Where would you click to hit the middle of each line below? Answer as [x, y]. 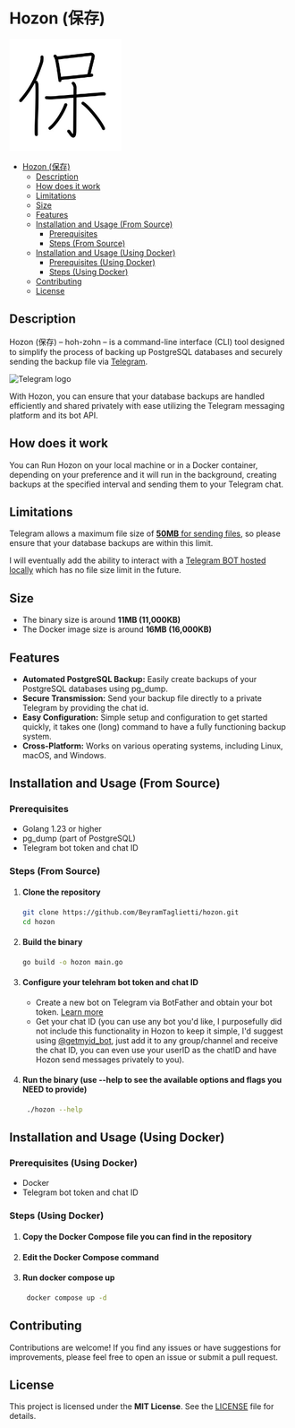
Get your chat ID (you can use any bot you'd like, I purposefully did [159, 1021]
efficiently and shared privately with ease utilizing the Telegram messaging [147, 405]
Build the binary [52, 942]
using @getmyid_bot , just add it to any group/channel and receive [157, 1040]
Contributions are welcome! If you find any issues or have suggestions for [145, 1347]
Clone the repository [61, 892]
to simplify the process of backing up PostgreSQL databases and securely [146, 351]
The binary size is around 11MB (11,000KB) [101, 620]
